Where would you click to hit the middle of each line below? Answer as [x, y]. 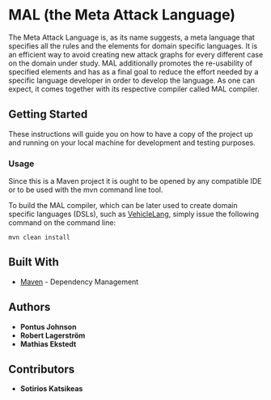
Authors [30, 307]
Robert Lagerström [53, 335]
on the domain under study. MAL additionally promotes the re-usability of [131, 63]
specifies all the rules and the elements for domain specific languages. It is [133, 45]
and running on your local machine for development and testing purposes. [132, 143]
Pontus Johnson [48, 326]
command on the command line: [62, 223]
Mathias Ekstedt [48, 344]
